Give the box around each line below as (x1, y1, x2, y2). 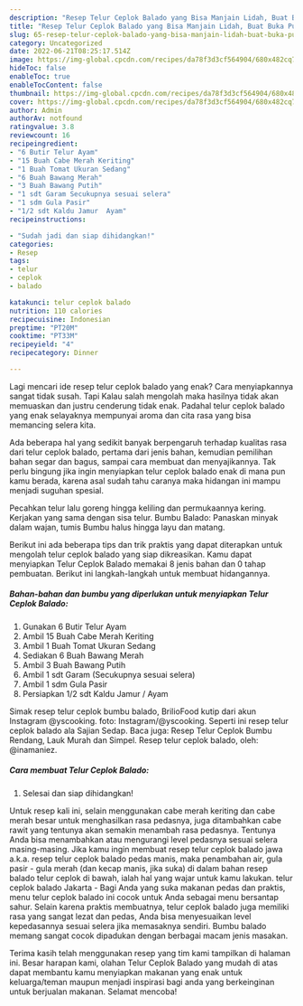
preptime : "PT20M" (9, 323, 78, 333)
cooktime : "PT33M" (9, 332, 78, 341)
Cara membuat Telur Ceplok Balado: (9, 765, 150, 776)
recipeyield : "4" (9, 340, 75, 349)
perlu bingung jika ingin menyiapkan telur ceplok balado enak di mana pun (9, 465, 286, 476)
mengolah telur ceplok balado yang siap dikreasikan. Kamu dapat (9, 549, 252, 559)
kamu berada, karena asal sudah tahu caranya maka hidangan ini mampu (9, 475, 281, 486)
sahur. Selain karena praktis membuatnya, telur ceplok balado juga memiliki (9, 901, 289, 912)
